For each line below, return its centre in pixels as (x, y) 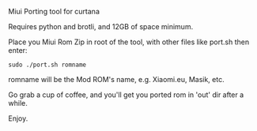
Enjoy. (18, 118)
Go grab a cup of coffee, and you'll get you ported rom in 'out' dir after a (126, 95)
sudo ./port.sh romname (47, 65)
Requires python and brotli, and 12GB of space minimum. (101, 26)
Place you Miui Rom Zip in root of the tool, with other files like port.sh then (129, 42)
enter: (18, 50)
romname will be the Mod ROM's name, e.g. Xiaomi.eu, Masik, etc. (116, 79)
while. (18, 103)
